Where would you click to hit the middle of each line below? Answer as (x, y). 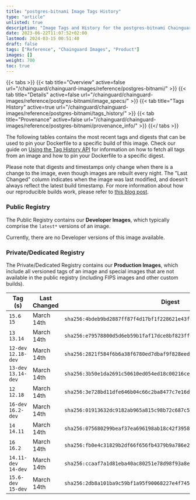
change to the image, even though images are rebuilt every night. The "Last (97, 173)
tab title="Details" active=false (43, 95)
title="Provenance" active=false (44, 120)
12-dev (18, 348)
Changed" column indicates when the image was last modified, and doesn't (97, 179)
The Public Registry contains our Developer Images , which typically (88, 220)
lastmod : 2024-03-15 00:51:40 (43, 39)
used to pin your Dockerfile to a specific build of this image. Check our (91, 143)
